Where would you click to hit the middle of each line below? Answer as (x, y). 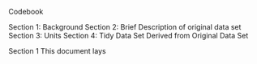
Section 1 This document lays (58, 51)
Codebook (26, 12)
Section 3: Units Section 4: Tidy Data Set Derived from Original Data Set (128, 36)
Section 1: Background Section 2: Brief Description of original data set (125, 27)
